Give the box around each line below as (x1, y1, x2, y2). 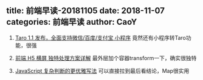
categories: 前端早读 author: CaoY (6, 17, 137, 27)
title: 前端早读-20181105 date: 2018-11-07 (6, 5, 165, 16)
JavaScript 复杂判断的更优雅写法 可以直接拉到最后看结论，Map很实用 (15, 67, 190, 74)
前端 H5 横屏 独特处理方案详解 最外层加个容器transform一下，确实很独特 (15, 54, 197, 61)
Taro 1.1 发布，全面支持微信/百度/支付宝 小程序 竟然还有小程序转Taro (15, 34, 187, 41)
